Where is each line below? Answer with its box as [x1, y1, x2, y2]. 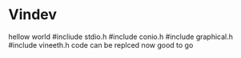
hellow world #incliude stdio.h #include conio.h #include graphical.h [8, 32, 234, 41]
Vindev [8, 6, 58, 24]
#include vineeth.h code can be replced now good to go [8, 40, 194, 49]
